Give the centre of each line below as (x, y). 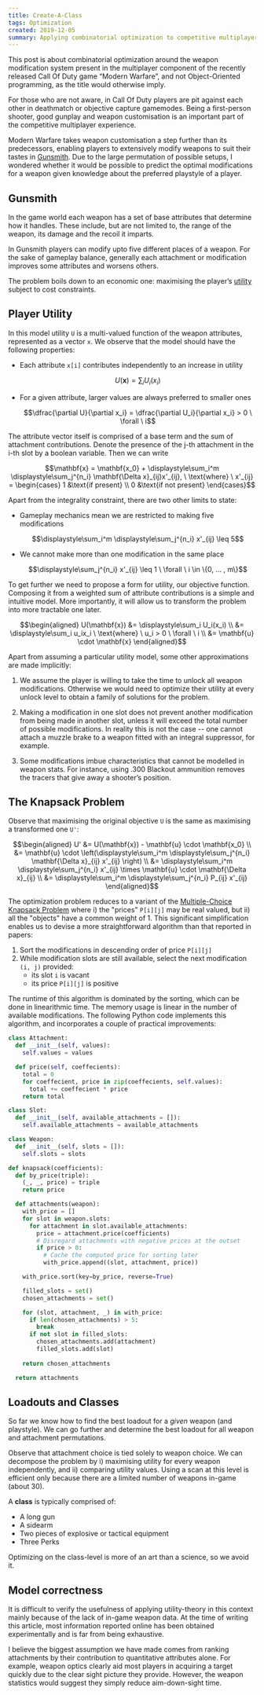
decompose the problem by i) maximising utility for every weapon (114, 1462)
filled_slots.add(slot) (75, 1349)
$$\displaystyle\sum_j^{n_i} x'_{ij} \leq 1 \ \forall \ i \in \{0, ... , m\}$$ (138, 569)
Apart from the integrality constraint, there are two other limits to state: (123, 500)
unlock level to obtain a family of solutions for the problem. (115, 697)
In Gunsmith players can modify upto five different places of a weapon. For (129, 249)
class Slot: (27, 1110)
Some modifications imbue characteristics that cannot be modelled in (132, 761)
